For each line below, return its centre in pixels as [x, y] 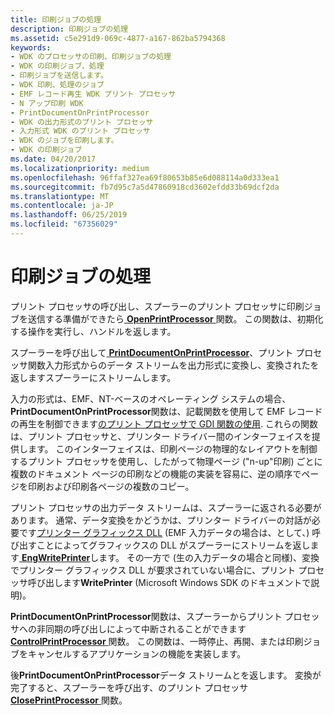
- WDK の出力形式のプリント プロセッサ [82, 122]
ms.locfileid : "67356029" [64, 224]
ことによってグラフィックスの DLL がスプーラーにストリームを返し [173, 545]
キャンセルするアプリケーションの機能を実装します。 [137, 653]
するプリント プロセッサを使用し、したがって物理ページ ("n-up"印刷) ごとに [166, 461]
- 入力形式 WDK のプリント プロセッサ [80, 131]
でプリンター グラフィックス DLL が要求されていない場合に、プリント [153, 570]
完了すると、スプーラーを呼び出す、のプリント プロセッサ [129, 687]
